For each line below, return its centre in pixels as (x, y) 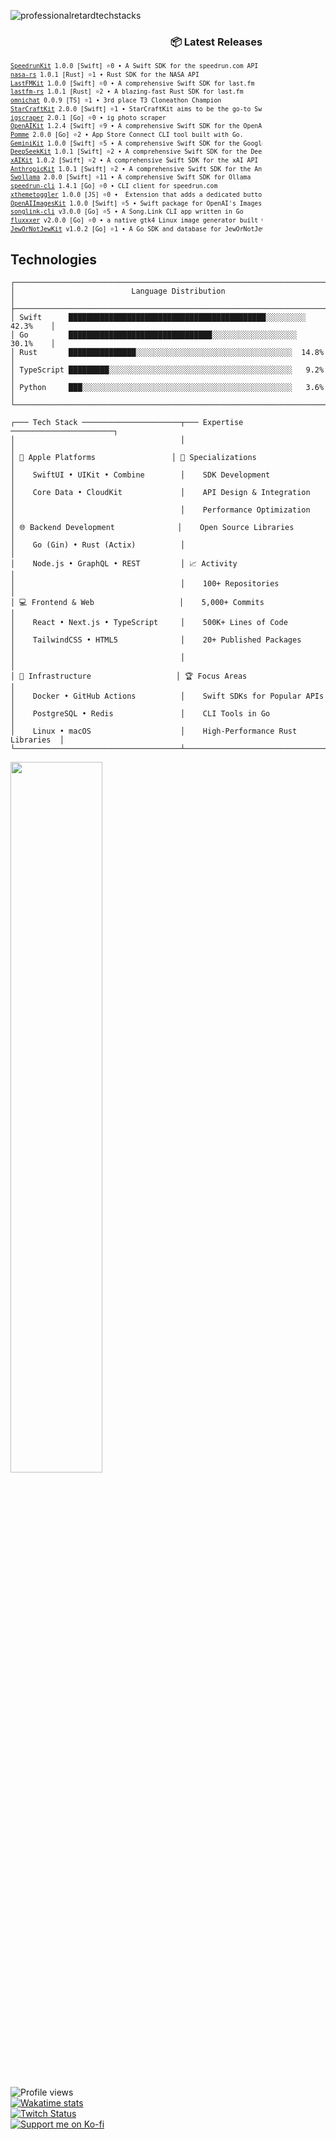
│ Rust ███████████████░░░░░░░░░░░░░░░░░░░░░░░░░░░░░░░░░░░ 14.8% (167, 353)
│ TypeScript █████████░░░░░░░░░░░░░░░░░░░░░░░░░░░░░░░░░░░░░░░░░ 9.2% (167, 370)
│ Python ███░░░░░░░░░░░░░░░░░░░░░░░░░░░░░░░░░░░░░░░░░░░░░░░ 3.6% (167, 388)
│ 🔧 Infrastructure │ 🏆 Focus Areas (129, 676)
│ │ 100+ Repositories (145, 584)
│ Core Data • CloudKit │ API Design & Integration (160, 493)
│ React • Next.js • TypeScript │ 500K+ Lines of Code (149, 623)
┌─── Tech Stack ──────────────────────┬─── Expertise (127, 423)
